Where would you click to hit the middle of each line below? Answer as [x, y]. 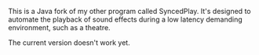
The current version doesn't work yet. [69, 43]
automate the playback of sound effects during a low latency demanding [125, 19]
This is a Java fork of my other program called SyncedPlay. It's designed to [129, 11]
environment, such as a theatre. [60, 27]
